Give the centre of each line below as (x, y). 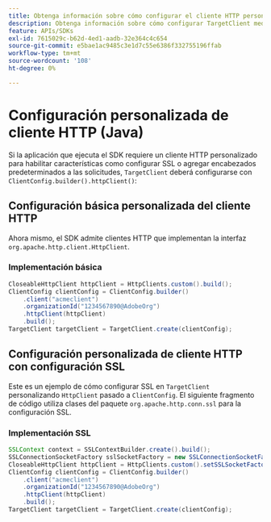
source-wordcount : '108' (50, 61)
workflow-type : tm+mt (45, 53)
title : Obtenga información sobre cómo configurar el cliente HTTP (124, 16)
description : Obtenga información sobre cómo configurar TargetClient (129, 23)
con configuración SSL (67, 367)
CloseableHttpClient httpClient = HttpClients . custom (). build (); (120, 284)
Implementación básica (55, 267)
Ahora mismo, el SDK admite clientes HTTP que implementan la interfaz (127, 238)
